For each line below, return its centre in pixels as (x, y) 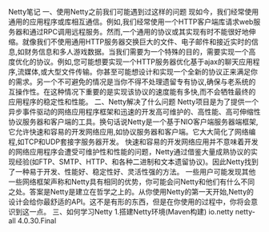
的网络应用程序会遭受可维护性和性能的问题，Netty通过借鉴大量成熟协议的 (130, 152)
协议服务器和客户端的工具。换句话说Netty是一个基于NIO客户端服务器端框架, (133, 122)
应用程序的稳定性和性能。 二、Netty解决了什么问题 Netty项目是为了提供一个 (133, 102)
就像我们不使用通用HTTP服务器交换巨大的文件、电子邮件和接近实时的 (137, 42)
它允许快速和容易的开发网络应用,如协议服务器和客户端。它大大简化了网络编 (132, 132)
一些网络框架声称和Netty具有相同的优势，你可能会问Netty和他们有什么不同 (132, 182)
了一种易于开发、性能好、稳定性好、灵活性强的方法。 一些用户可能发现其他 (132, 172)
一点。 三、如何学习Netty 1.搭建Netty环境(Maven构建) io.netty (131, 212)
